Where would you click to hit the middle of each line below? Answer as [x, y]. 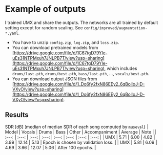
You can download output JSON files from [54, 79]
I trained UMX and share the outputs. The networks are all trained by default [81, 22]
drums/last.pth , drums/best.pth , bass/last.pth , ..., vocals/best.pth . [81, 73]
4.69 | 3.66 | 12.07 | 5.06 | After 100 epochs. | [51, 147]
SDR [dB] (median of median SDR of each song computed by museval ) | [77, 127]
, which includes [121, 68]
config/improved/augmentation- [116, 28]
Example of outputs [46, 9]
